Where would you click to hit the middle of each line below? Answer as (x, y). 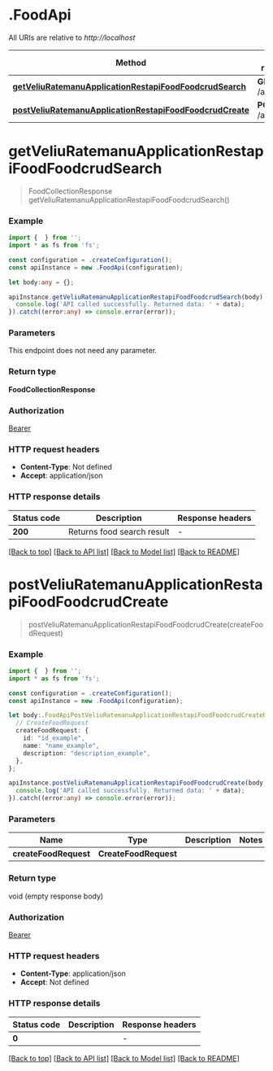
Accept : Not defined (54, 982)
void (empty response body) (56, 896)
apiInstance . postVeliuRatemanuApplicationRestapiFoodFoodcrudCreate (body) (138, 783)
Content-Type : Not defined (66, 467)
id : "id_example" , (54, 738)
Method (131, 63)
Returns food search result (119, 531)
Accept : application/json (61, 476)
